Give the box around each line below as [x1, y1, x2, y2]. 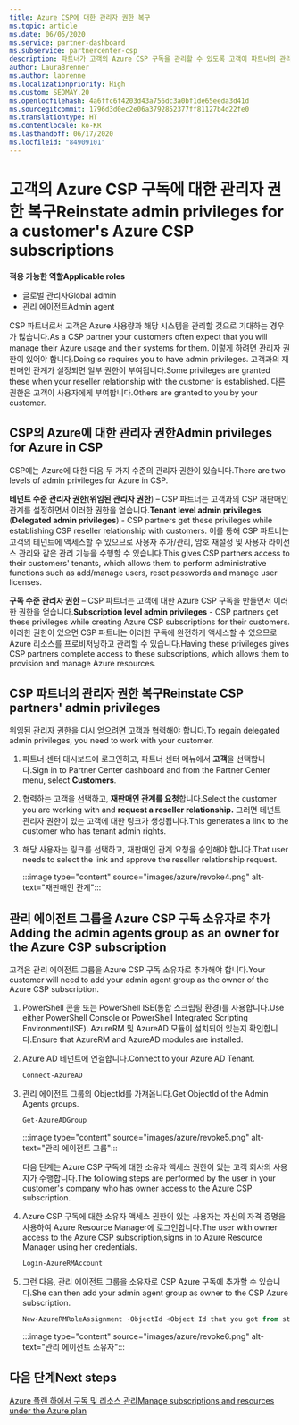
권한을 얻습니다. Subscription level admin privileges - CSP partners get [18, 606, 278, 617]
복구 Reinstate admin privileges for [27, 201, 284, 222]
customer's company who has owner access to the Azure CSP [21, 1183, 253, 1193]
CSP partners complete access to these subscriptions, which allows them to [9, 648, 290, 658]
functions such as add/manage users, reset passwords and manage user [9, 567, 278, 578]
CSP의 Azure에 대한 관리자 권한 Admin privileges [9, 426, 272, 441]
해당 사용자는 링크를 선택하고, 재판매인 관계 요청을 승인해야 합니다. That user [21, 844, 288, 855]
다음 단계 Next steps [9, 1370, 118, 1386]
